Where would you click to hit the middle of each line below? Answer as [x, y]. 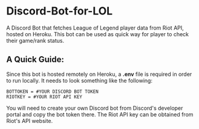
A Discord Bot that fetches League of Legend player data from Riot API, [95, 28]
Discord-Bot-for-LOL [60, 11]
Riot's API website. [30, 121]
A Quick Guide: [35, 59]
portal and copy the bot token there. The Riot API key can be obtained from [100, 114]
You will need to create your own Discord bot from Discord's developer [95, 108]
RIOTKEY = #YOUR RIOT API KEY [44, 97]
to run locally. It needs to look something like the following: [80, 80]
